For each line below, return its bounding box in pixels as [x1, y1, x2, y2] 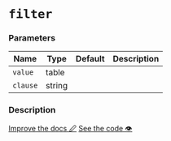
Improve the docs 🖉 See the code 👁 [8, 123, 133, 133]
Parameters [8, 32, 55, 44]
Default [76, 53, 105, 65]
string [46, 80, 68, 92]
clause [12, 81, 38, 91]
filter [8, 6, 53, 22]
